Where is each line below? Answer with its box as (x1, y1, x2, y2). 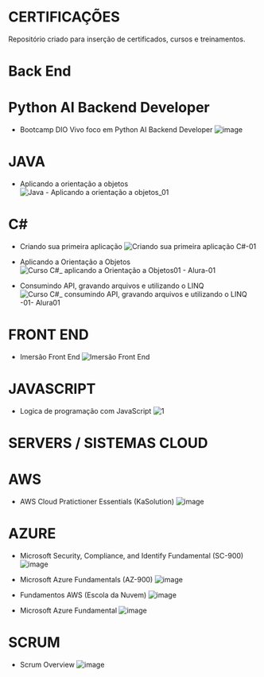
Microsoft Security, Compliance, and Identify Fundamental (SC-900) (19, 551, 244, 560)
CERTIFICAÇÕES (8, 8, 121, 26)
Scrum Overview (19, 659, 76, 669)
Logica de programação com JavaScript (19, 406, 152, 415)
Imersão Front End (19, 352, 81, 361)
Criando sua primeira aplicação (19, 241, 123, 251)
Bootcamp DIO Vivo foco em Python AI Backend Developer (19, 125, 213, 134)
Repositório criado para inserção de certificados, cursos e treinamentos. (8, 34, 246, 44)
